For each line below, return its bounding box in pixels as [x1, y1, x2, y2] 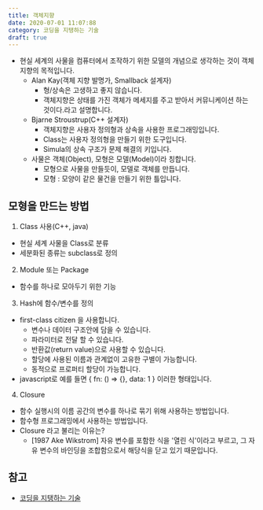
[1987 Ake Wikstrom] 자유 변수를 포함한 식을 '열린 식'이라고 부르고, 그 [31, 436, 247, 445]
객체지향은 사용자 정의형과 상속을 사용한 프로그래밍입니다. [42, 125, 220, 135]
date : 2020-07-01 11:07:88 [8, 19, 97, 27]
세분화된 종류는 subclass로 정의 [19, 249, 118, 258]
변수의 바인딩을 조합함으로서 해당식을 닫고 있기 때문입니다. [39, 445, 218, 455]
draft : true [8, 33, 47, 42]
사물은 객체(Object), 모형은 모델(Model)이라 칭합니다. [31, 154, 196, 164]
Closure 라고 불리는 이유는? [19, 426, 105, 435]
